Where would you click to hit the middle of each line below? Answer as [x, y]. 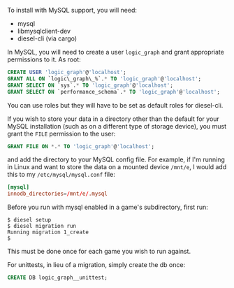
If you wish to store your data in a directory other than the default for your [114, 119]
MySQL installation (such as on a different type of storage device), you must [117, 126]
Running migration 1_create [48, 232]
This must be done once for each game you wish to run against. [99, 252]
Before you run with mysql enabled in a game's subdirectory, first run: [108, 207]
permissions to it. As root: [44, 59]
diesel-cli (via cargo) [47, 38]
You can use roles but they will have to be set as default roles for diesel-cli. [115, 105]
